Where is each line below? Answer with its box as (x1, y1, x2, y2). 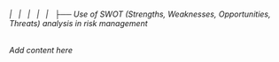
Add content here (9, 45, 74, 56)
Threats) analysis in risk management (9, 17, 148, 28)
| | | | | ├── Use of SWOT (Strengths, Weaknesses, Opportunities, (9, 9, 271, 19)
